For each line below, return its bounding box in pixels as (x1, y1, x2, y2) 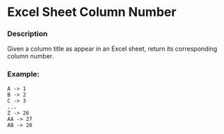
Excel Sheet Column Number (7, 4, 177, 20)
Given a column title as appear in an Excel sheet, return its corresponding (7, 44, 218, 53)
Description (7, 29, 48, 39)
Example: (7, 69, 40, 79)
